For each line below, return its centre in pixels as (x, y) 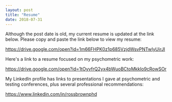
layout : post (19, 10)
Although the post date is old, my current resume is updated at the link (80, 34)
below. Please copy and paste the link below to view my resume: (74, 39)
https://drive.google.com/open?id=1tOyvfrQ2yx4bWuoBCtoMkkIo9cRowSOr (86, 69)
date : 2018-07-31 (24, 19)
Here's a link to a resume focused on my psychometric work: (70, 59)
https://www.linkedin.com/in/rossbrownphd (51, 94)
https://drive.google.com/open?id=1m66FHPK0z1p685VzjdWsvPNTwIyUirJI (85, 49)
